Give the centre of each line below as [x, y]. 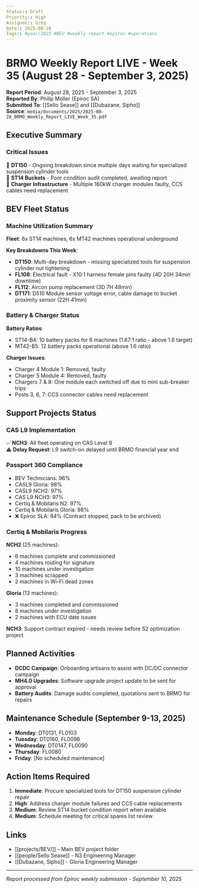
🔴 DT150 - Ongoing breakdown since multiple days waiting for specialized [97, 165]
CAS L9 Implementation [41, 430]
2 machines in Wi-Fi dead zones [54, 582]
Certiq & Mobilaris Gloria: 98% [52, 510]
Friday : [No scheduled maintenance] [60, 758]
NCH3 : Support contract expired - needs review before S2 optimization [93, 629]
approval [25, 687]
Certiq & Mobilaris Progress [47, 532]
